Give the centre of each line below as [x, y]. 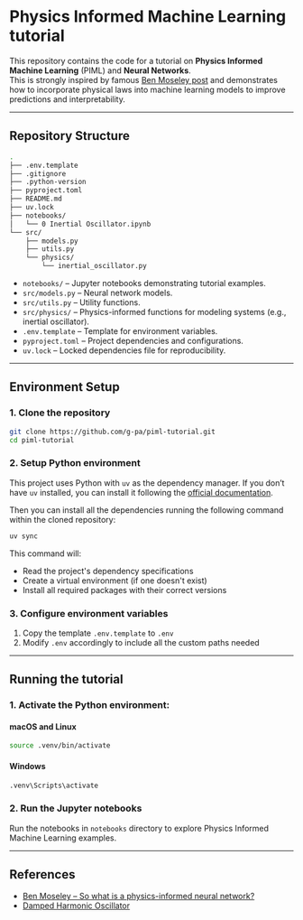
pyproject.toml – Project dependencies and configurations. [133, 341]
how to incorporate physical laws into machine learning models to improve [147, 89]
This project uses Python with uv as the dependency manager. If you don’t [147, 483]
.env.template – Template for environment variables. [120, 331]
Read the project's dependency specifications [108, 571]
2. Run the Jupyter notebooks [76, 808]
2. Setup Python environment [75, 463]
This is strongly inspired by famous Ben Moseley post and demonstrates [143, 79]
